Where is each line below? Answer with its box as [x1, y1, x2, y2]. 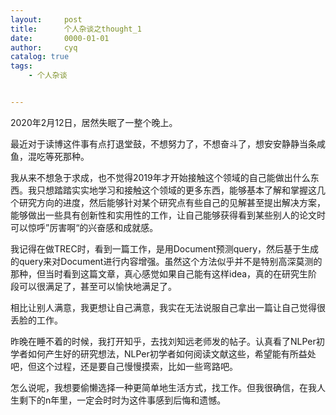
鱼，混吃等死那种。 [10, 150, 90, 162]
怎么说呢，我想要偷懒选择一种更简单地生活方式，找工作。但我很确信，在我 [10, 381, 317, 393]
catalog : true [10, 52, 70, 62]
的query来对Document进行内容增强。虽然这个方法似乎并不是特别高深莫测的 [10, 255, 323, 267]
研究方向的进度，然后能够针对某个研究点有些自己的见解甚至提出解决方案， [18, 196, 326, 208]
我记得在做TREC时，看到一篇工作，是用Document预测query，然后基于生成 [10, 242, 320, 255]
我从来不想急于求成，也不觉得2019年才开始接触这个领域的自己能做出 [10, 171, 293, 183]
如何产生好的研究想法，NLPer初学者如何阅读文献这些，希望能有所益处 [27, 347, 317, 360]
